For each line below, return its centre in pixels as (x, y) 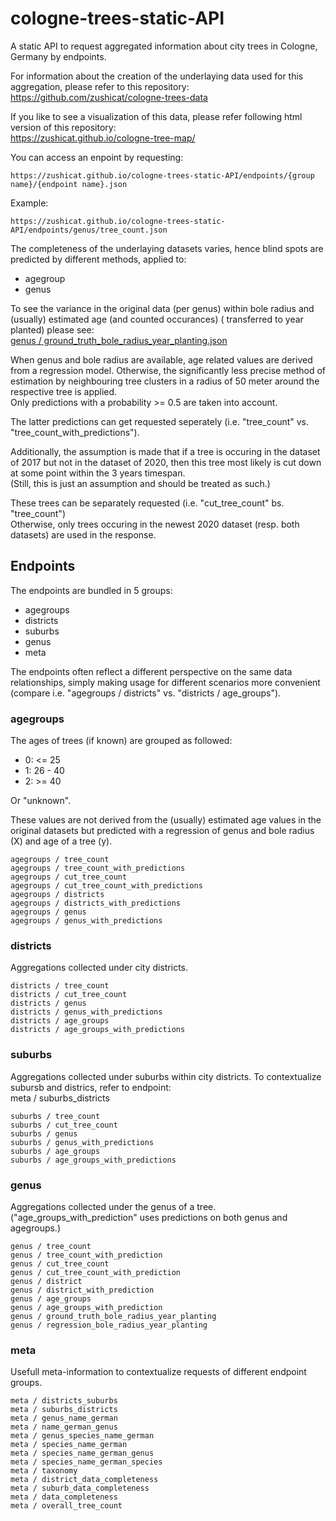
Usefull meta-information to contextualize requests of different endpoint (158, 1372)
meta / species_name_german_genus (82, 1453)
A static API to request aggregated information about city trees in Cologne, (164, 46)
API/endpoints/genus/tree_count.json (89, 230)
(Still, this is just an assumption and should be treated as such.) (140, 483)
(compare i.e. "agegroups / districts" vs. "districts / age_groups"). (146, 693)
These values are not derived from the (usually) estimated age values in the (166, 820)
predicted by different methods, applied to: (98, 259)
